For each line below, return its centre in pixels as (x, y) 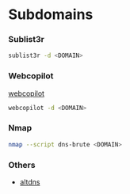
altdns (30, 182)
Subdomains (51, 15)
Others (22, 165)
